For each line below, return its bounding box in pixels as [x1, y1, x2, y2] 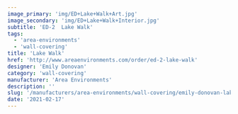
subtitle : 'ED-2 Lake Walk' [7, 23, 93, 30]
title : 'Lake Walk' [7, 50, 65, 57]
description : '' [7, 83, 55, 90]
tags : [7, 30, 23, 38]
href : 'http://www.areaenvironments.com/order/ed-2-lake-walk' [7, 57, 198, 64]
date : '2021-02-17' [7, 96, 65, 103]
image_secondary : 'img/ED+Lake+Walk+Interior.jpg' [7, 17, 160, 24]
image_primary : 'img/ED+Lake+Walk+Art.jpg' [7, 10, 138, 18]
